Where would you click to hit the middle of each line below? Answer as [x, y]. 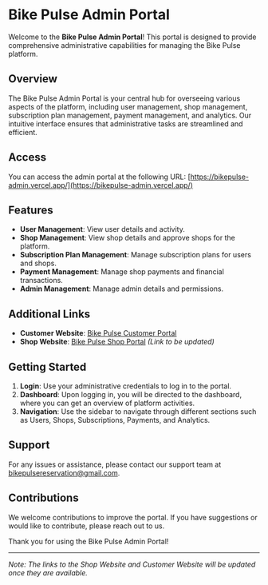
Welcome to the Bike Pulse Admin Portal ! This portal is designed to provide [132, 37]
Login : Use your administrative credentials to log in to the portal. [126, 386]
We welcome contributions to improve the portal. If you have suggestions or [133, 517]
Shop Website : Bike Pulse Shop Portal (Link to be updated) [117, 342]
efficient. [23, 132]
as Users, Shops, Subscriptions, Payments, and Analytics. [115, 420]
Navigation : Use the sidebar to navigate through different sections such [138, 412]
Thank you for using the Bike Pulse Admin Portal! [89, 541]
